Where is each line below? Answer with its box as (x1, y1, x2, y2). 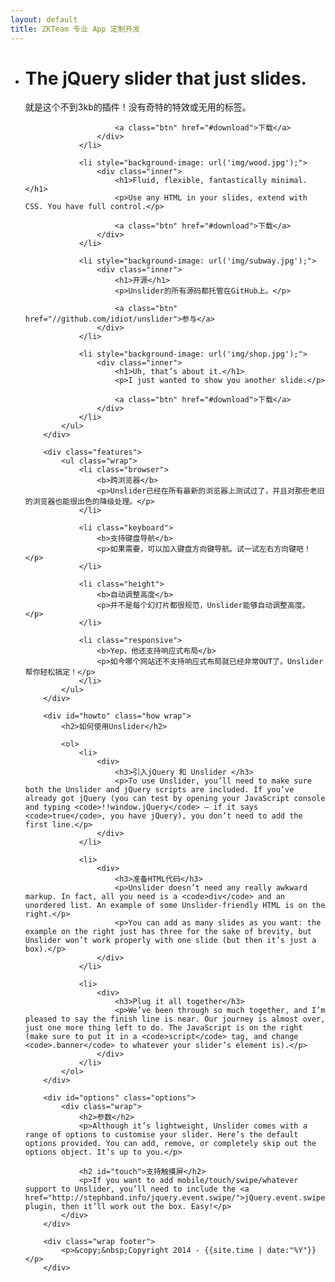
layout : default (10, 14, 78, 25)
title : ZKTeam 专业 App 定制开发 (10, 24, 141, 34)
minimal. (271, 176, 308, 186)
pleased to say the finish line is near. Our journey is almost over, (24, 1014, 326, 1025)
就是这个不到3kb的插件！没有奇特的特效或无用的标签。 (24, 101, 252, 113)
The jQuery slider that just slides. (24, 67, 307, 90)
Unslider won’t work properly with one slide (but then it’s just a (24, 936, 317, 946)
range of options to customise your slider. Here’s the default (24, 1130, 299, 1140)
